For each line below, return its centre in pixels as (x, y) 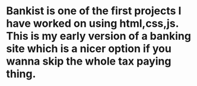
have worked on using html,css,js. (93, 23)
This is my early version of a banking (99, 36)
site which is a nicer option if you (89, 49)
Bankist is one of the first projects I (94, 11)
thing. (21, 74)
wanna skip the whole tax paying (89, 61)
